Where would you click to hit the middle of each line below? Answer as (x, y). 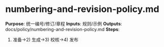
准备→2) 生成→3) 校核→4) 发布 (46, 39)
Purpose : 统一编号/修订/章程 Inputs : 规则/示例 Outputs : (64, 23)
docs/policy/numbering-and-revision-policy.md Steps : (62, 29)
